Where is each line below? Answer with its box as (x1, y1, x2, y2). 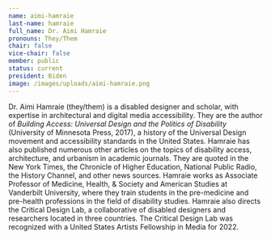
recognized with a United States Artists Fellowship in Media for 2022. (8, 221, 239, 231)
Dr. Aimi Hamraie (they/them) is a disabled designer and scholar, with (8, 102, 239, 112)
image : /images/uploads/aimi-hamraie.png (8, 79, 150, 87)
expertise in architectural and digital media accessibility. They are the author (8, 110, 263, 120)
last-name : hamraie (8, 19, 74, 27)
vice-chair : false (8, 49, 70, 57)
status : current (8, 65, 63, 73)
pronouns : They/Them (8, 34, 78, 43)
